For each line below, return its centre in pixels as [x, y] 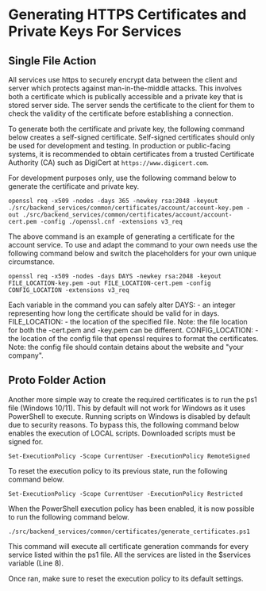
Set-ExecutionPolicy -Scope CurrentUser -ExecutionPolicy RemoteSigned [129, 456]
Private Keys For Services [95, 31]
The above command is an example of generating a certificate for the [122, 236]
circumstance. [32, 262]
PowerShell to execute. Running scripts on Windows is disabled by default [129, 416]
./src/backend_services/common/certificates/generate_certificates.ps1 [129, 532]
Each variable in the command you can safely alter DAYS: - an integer [122, 305]
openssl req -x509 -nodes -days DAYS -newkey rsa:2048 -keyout [115, 276]
